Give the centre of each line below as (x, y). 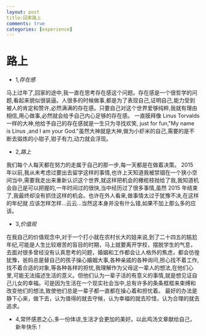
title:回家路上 (24, 18)
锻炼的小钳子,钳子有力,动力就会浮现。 (64, 139)
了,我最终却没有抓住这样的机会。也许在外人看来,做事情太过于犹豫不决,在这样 (103, 196)
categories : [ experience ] (39, 29)
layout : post (23, 12)
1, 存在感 (25, 80)
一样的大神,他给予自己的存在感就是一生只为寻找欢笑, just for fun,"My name (101, 123)
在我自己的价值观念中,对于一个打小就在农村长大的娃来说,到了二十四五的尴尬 (102, 237)
